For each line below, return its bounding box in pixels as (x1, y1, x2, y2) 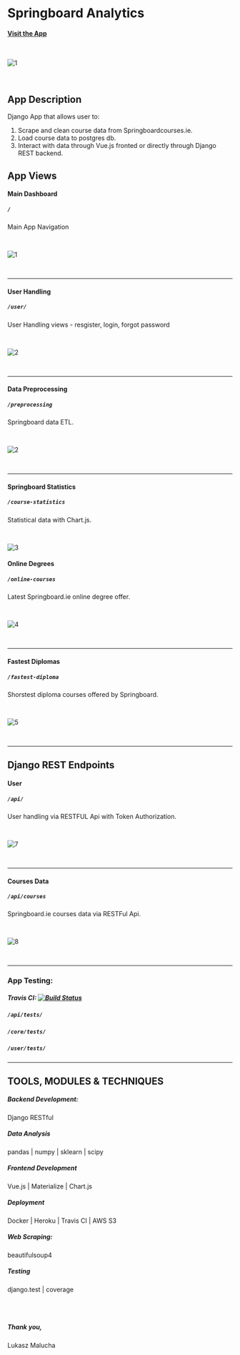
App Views (7, 169, 57, 182)
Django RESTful (7, 1113, 54, 1121)
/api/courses (7, 893, 46, 900)
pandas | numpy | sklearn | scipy (7, 1147, 104, 1156)
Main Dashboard (7, 189, 58, 198)
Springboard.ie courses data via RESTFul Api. (7, 910, 141, 918)
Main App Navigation (7, 223, 69, 232)
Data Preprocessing (7, 384, 68, 394)
